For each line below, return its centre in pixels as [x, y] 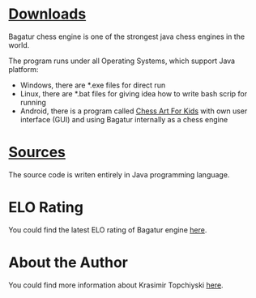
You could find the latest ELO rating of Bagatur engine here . [108, 230]
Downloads [47, 14]
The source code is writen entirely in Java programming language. [119, 174]
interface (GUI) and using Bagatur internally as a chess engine [124, 119]
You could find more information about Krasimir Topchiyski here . [116, 285]
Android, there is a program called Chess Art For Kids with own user [134, 111]
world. [19, 45]
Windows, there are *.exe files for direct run [93, 85]
